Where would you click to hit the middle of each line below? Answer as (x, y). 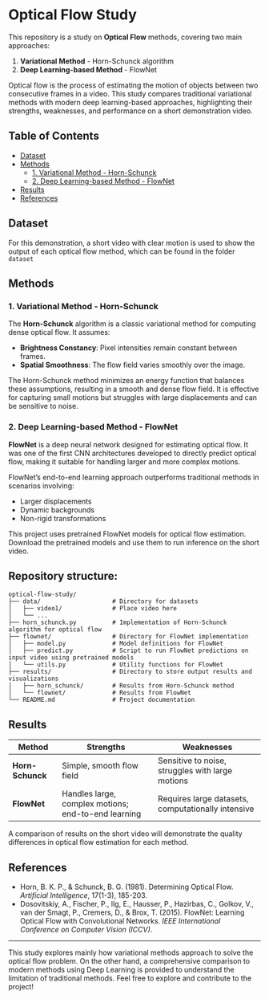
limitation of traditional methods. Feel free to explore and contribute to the (130, 978)
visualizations (34, 679)
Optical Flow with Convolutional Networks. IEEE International (120, 920)
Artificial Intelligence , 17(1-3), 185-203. (84, 895)
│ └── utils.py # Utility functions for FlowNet (116, 665)
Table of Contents (54, 136)
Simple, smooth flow (100, 766)
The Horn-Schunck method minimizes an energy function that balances (126, 381)
